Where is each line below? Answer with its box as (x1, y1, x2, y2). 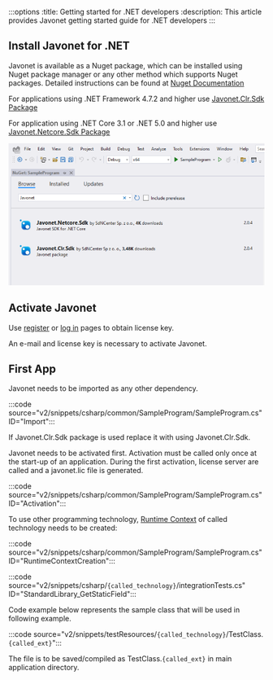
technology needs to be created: (8, 523, 118, 533)
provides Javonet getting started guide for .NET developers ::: (8, 15, 215, 25)
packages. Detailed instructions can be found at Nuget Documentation (8, 77, 245, 88)
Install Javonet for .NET (8, 39, 130, 53)
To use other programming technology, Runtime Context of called (8, 515, 227, 524)
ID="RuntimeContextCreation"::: (8, 556, 115, 566)
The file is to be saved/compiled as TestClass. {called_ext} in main (8, 654, 232, 664)
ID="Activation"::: (8, 498, 67, 508)
